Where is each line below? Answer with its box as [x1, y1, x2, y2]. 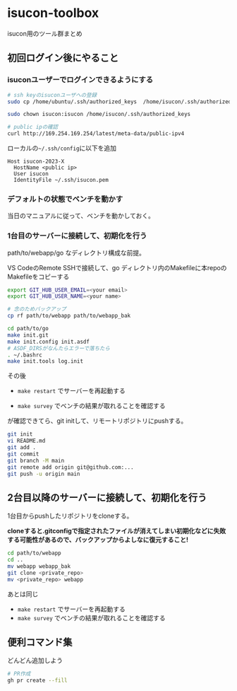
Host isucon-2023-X [7, 158, 65, 165]
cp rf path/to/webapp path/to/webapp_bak [7, 313, 131, 320]
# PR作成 [7, 670, 31, 678]
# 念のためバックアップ [7, 306, 67, 313]
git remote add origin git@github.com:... [7, 463, 134, 471]
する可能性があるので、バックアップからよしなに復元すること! [7, 535, 189, 544]
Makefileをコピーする [7, 272, 70, 281]
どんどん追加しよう [7, 656, 63, 665]
